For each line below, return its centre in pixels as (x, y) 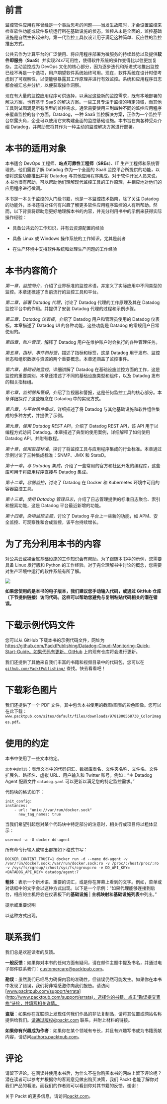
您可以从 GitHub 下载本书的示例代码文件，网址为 (55, 640)
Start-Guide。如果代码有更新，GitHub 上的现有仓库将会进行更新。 (73, 652)
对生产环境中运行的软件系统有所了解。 (44, 571)
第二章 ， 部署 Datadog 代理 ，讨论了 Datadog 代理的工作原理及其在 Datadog (83, 302)
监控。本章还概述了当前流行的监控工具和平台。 (53, 292)
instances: (16, 806)
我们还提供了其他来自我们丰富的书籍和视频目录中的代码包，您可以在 (75, 662)
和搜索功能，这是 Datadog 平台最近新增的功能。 (54, 505)
